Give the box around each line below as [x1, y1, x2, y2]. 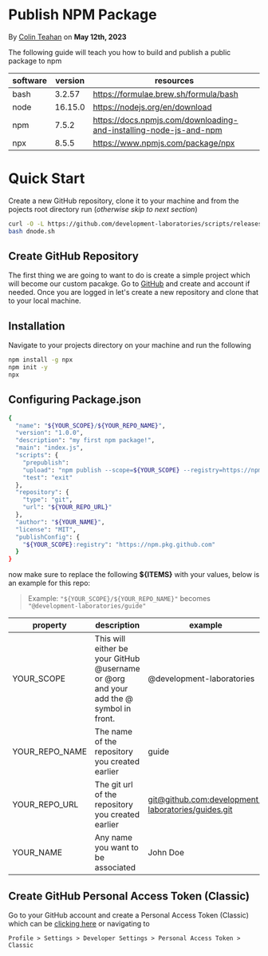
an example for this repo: [8, 578, 90, 588]
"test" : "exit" [22, 473, 73, 481]
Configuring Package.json [8, 393, 142, 407]
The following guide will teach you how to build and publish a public [8, 47, 231, 57]
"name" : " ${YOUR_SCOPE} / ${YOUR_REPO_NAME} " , [15, 421, 166, 429]
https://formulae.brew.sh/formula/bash [93, 88, 238, 99]
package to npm [8, 56, 62, 66]
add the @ [94, 693, 133, 704]
